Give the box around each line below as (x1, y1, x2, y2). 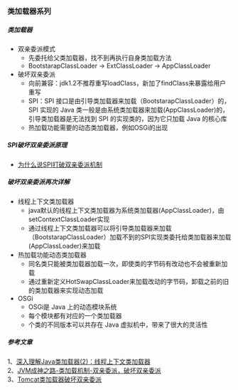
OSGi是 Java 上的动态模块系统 (28, 302, 117, 311)
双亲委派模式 (17, 44, 55, 53)
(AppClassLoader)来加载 (28, 241, 101, 250)
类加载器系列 (7, 6, 52, 16)
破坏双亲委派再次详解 (7, 178, 70, 186)
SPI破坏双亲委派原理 (7, 141, 67, 149)
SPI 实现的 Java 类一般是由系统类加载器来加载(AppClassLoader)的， (28, 105, 229, 114)
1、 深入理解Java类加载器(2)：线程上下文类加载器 (7, 357, 151, 366)
